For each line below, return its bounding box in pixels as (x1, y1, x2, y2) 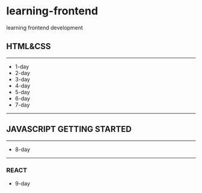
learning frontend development (6, 24, 83, 31)
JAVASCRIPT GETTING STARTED (6, 124, 132, 134)
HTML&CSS (6, 41, 51, 52)
